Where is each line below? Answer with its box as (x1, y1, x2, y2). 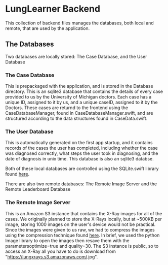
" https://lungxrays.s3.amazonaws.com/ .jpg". (5, 253, 98, 259)
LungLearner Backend (5, 3, 100, 15)
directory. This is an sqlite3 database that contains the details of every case (5, 88, 163, 94)
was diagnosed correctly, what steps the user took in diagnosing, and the (5, 150, 158, 156)
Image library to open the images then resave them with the (5, 237, 130, 244)
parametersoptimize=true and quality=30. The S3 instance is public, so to (5, 243, 159, 249)
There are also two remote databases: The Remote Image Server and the (5, 181, 157, 187)
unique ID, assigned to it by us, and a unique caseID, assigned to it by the (5, 100, 158, 106)
